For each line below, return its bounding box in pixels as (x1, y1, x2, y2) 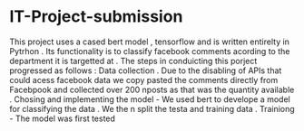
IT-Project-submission (9, 6, 183, 27)
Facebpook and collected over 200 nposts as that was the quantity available (9, 84, 295, 95)
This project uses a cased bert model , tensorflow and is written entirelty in (9, 36, 290, 47)
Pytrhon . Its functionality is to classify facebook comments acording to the (9, 45, 290, 56)
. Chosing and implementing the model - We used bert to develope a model (9, 93, 290, 105)
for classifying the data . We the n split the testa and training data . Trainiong (9, 103, 295, 114)
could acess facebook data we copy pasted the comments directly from (9, 74, 279, 85)
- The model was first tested (9, 113, 116, 124)
